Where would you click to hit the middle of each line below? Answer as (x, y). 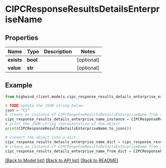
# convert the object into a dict (41, 137)
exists (15, 60)
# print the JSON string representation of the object (63, 124)
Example (19, 85)
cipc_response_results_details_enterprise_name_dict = (63, 142)
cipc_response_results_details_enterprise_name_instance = (67, 119)
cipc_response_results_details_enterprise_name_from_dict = (68, 151)
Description (58, 51)
